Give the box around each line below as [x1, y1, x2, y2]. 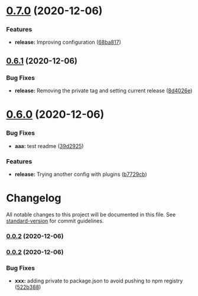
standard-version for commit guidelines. [6, 217, 104, 224]
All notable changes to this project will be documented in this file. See [6, 211, 176, 218]
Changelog [6, 191, 61, 205]
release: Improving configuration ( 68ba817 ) [14, 38, 121, 46]
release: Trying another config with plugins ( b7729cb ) [14, 170, 148, 178]
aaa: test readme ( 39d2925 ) [14, 142, 84, 149]
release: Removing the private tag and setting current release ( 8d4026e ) [14, 87, 193, 94]
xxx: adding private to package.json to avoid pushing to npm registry [14, 277, 183, 285]
